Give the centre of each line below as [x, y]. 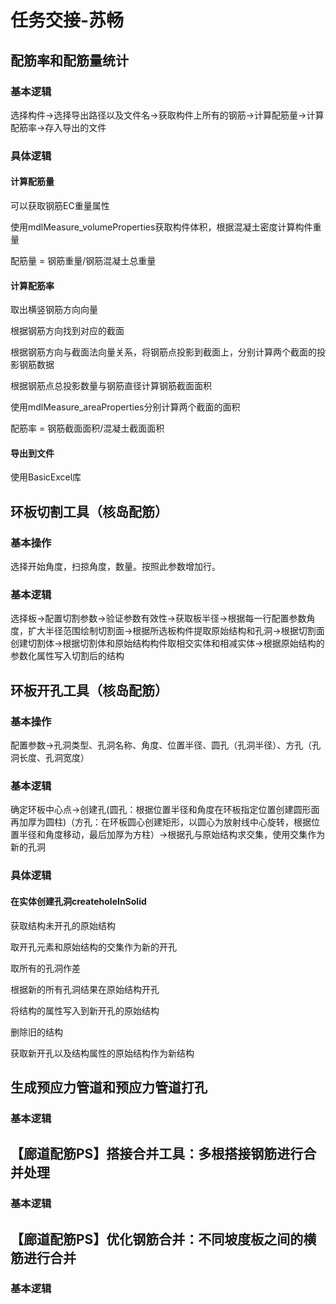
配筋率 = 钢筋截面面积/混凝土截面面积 [87, 428]
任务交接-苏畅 [67, 20]
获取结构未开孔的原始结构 [63, 925]
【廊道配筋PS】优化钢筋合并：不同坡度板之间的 [157, 1239]
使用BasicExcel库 [46, 477]
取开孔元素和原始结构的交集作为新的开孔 [93, 947]
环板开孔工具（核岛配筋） [89, 690]
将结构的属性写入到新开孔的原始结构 [85, 1010]
